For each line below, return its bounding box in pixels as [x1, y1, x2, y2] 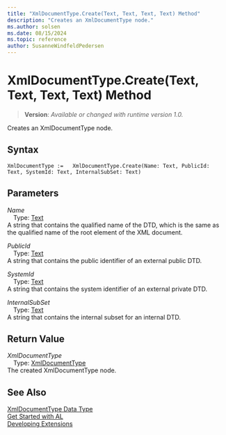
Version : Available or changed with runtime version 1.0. [24, 110, 184, 118]
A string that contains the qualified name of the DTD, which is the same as [7, 221, 220, 229]
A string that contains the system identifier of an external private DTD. [7, 285, 208, 293]
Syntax [7, 144, 39, 156]
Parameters [7, 187, 59, 199]
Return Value [7, 333, 65, 345]
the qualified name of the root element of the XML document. [7, 228, 183, 237]
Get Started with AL [7, 412, 64, 421]
